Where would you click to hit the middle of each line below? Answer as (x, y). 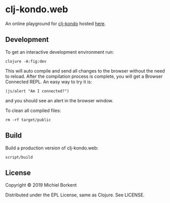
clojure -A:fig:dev (26, 61)
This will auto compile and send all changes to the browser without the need (85, 71)
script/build (19, 157)
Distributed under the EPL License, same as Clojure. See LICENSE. (75, 195)
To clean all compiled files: (33, 110)
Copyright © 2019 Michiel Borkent (41, 185)
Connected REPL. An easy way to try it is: (49, 82)
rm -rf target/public (28, 120)
